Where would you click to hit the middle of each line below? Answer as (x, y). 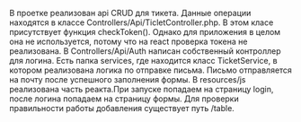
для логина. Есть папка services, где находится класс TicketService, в (143, 61)
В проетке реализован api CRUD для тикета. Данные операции (130, 13)
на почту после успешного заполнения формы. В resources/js (128, 79)
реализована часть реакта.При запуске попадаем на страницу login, (142, 89)
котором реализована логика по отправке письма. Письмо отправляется (150, 70)
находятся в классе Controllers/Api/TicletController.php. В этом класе (142, 22)
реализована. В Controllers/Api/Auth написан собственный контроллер (145, 51)
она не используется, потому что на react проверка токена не (128, 41)
